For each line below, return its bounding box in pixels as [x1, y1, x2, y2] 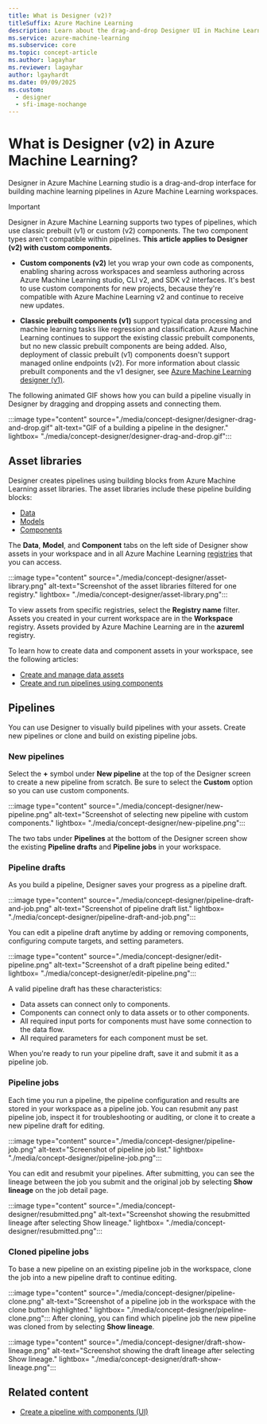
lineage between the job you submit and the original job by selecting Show [8, 1176, 253, 1187]
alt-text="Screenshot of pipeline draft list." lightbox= [53, 904, 225, 913]
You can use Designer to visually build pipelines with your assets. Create [8, 722, 246, 732]
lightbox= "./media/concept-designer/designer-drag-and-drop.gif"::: [8, 432, 232, 441]
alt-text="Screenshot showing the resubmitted [98, 1209, 250, 1219]
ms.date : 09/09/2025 [8, 78, 77, 86]
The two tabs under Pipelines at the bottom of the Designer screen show [8, 833, 248, 843]
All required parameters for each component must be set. [19, 1033, 208, 1043]
